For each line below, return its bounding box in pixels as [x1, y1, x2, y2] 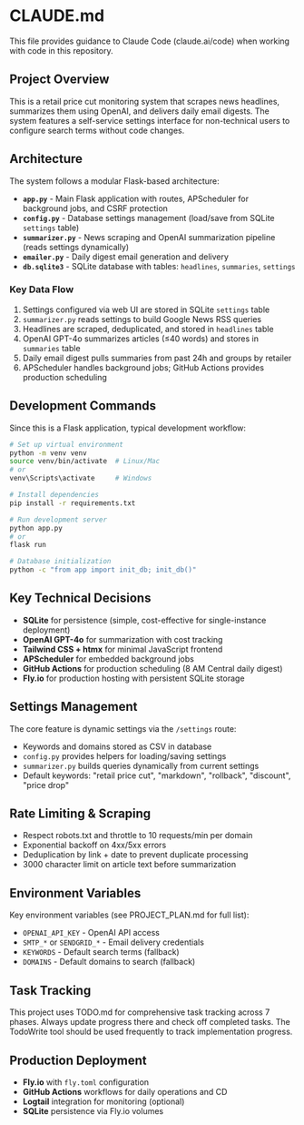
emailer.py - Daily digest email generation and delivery [22, 251, 230, 262]
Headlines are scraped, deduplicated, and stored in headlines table [22, 323, 274, 334]
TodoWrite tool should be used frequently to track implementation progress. [9, 1026, 293, 1038]
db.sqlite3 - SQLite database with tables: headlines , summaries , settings [22, 260, 297, 271]
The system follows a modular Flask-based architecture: [9, 175, 220, 187]
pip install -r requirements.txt [9, 498, 136, 508]
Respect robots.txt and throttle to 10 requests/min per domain [22, 830, 253, 841]
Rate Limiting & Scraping [9, 806, 152, 822]
